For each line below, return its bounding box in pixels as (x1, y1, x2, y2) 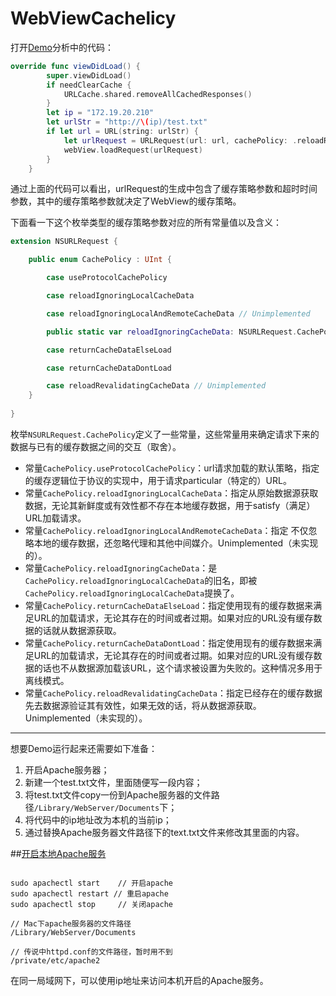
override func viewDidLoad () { (10, 61, 141, 71)
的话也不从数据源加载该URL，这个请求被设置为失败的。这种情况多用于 (33, 662, 323, 674)
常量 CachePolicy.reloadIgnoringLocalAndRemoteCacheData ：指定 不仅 (24, 524, 309, 536)
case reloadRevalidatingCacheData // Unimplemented (46, 381, 267, 391)
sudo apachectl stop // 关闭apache (10, 899, 174, 909)
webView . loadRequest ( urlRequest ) (63, 145, 203, 155)
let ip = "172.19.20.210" (46, 108, 155, 118)
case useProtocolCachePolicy (46, 273, 168, 283)
